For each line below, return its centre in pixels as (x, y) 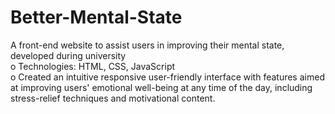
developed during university (68, 55)
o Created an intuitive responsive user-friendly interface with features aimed (167, 77)
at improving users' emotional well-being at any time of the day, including (161, 87)
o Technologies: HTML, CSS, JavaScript (93, 66)
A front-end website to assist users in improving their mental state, (147, 45)
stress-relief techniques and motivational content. (113, 98)
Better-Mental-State (96, 17)
